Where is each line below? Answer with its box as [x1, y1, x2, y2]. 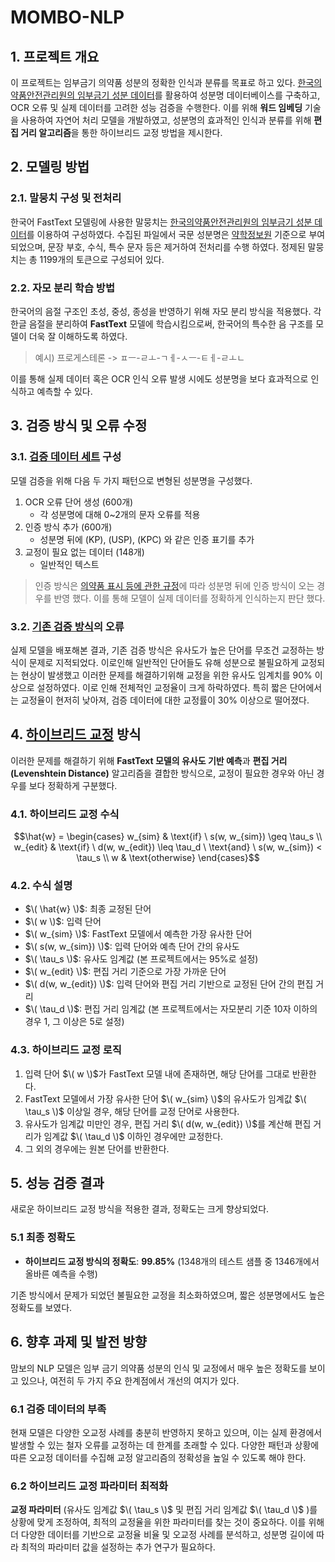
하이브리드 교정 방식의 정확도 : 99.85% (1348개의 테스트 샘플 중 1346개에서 [24, 1255, 320, 1267]
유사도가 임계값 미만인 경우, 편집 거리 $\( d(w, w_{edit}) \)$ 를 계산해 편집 [24, 1117, 312, 1130]
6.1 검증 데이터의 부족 [10, 1402, 107, 1416]
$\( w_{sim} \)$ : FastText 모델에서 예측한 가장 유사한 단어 [24, 928, 253, 940]
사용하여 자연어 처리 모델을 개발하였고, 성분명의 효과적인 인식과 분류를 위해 [20, 114, 312, 126]
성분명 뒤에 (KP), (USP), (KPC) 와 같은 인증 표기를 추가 [39, 533, 255, 545]
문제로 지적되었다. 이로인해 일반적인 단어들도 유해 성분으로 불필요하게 [28, 656, 299, 668]
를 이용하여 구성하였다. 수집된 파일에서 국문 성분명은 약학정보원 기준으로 [26, 228, 307, 240]
